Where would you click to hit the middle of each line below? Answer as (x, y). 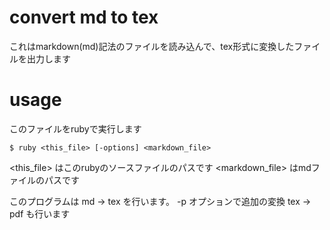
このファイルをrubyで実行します (75, 128)
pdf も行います (40, 213)
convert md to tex (84, 17)
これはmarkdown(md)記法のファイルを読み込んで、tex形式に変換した (152, 46)
